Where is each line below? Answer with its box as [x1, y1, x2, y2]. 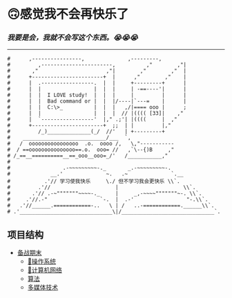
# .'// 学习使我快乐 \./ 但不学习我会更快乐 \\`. [7, 178, 181, 185]
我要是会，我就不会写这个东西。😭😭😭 [7, 33, 138, 42]
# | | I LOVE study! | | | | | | [7, 91, 187, 99]
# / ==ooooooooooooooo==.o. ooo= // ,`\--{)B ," [7, 146, 175, 153]
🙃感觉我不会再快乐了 [7, 6, 129, 22]
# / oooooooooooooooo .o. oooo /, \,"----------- [7, 140, 175, 148]
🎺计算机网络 [27, 266, 62, 274]
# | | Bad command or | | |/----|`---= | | [7, 98, 187, 105]
